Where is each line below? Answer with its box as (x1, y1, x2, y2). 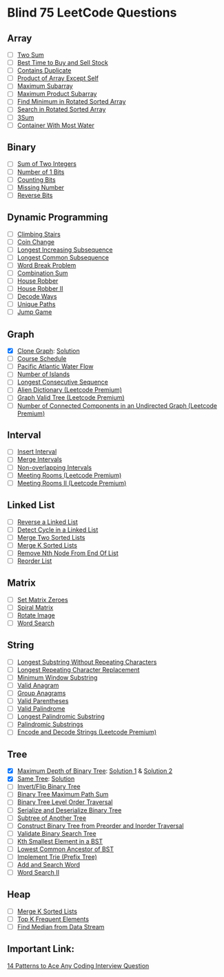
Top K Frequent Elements (17, 915, 90, 923)
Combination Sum (17, 268, 68, 277)
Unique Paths (17, 300, 56, 308)
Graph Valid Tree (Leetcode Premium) (17, 393, 125, 402)
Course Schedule (17, 355, 67, 363)
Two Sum (17, 50, 45, 59)
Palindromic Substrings (17, 720, 84, 729)
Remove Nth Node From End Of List (17, 548, 119, 557)
